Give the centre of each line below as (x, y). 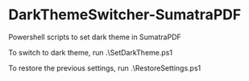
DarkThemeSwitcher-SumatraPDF (125, 15)
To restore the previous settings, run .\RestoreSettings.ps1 (105, 68)
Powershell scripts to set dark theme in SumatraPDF (95, 37)
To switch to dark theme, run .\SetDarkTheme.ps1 (91, 52)
